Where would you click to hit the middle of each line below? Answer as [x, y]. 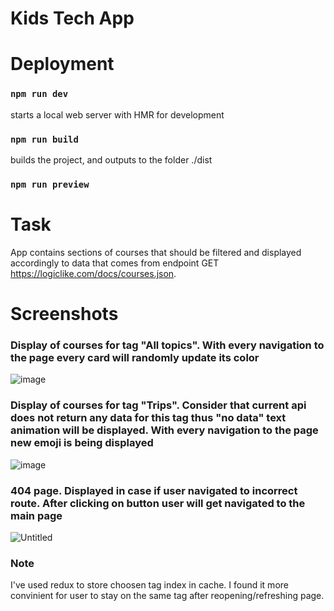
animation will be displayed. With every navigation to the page [164, 430]
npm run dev [39, 94]
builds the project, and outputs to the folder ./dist [111, 159]
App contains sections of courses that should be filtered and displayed [156, 252]
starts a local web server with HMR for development [117, 114]
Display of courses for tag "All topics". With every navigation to [167, 345]
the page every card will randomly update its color [135, 357]
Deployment [62, 64]
